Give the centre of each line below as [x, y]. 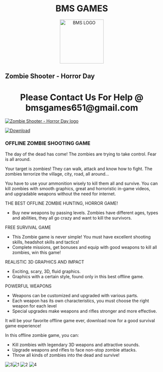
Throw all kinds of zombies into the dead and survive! [66, 355]
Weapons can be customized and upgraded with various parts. [75, 295]
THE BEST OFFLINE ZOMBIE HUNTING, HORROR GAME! [62, 203]
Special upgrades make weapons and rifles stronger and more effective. [84, 311]
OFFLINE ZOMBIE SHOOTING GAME [48, 143]
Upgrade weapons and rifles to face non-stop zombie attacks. [74, 350]
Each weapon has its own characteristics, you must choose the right [81, 301]
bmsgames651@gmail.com [82, 108]
